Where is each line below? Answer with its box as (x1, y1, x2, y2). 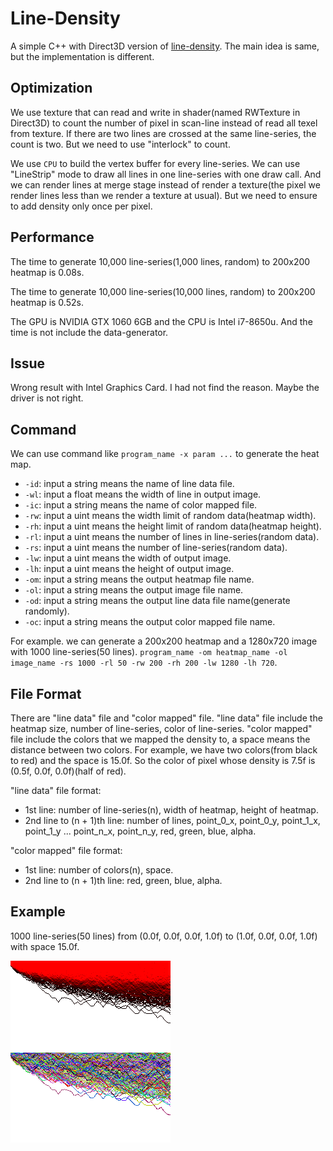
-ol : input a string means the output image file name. (24, 584, 244, 596)
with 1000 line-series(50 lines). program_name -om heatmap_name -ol (10, 646, 288, 658)
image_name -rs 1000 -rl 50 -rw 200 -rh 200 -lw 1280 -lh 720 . (10, 657, 278, 669)
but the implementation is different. (10, 50, 155, 62)
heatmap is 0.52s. (10, 296, 84, 308)
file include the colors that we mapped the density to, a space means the (10, 733, 311, 745)
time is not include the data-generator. (10, 326, 169, 338)
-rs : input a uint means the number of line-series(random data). (24, 542, 288, 554)
